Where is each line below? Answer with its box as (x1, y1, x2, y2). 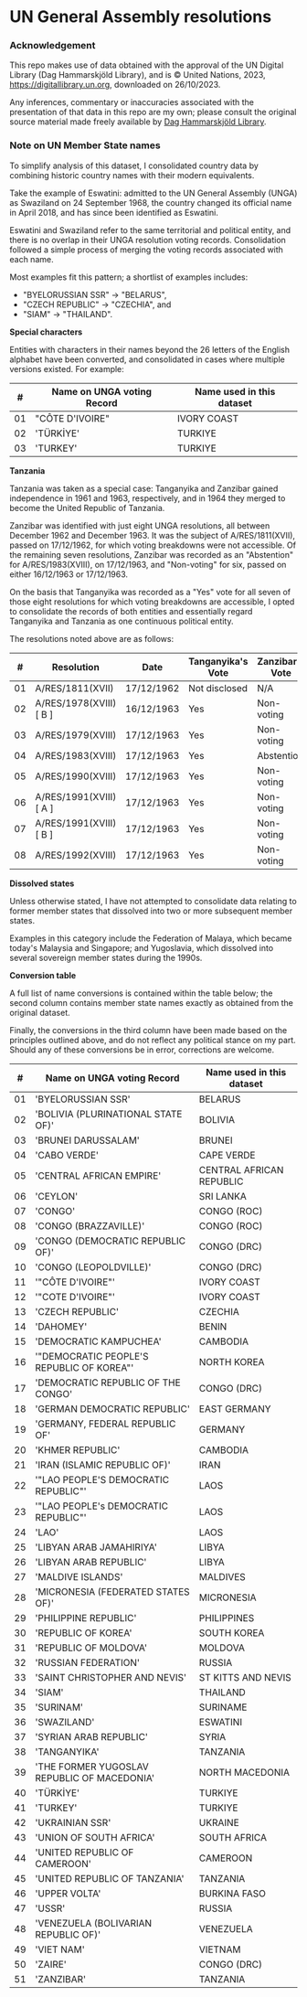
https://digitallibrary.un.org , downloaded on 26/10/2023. (9, 80, 221, 91)
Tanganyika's (188, 655, 249, 667)
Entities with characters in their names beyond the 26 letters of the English (9, 344, 291, 355)
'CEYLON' (35, 1190, 79, 1202)
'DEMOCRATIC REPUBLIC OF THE (35, 1376, 181, 1389)
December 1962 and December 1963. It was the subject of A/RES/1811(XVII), (9, 529, 295, 540)
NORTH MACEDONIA (198, 1766, 291, 1778)
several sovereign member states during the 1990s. (9, 952, 203, 963)
